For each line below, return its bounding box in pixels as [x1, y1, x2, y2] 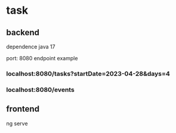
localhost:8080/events [6, 85, 75, 94]
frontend [6, 104, 40, 114]
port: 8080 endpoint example [6, 55, 78, 61]
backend [6, 27, 40, 38]
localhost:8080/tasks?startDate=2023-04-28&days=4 [6, 69, 170, 78]
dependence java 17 [6, 43, 55, 50]
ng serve [6, 120, 28, 127]
